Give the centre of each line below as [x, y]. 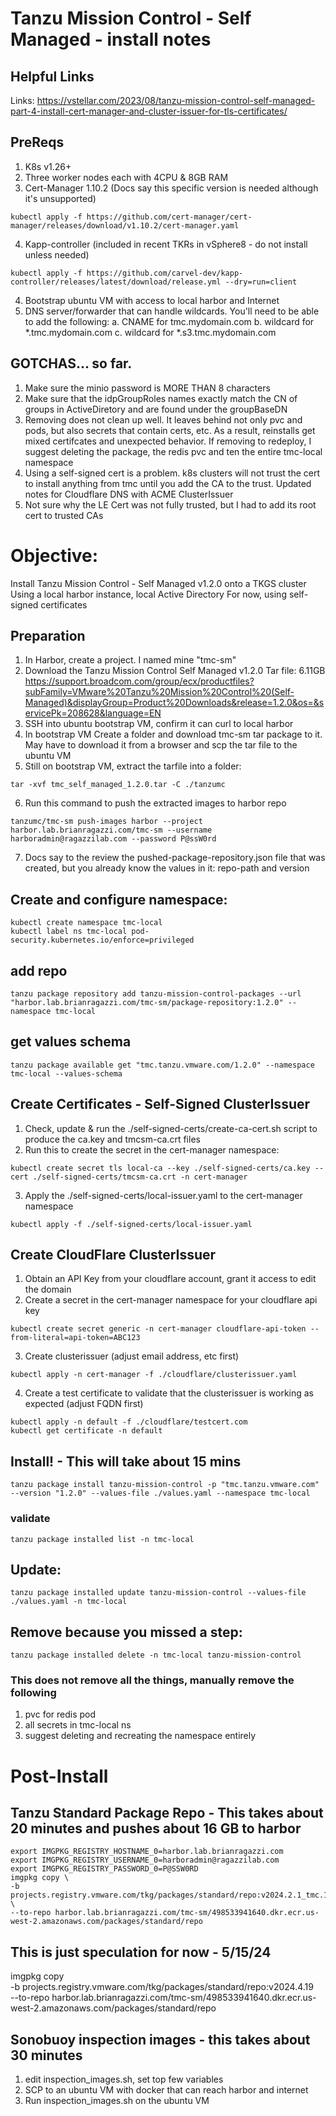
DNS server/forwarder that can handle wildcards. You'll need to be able [172, 311]
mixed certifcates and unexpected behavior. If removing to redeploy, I [168, 441]
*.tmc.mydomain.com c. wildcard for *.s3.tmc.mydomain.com [150, 332]
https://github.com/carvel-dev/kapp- [165, 273]
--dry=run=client [261, 282]
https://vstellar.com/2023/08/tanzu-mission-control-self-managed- [176, 100]
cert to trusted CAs [64, 515]
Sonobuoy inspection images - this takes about [160, 2039]
